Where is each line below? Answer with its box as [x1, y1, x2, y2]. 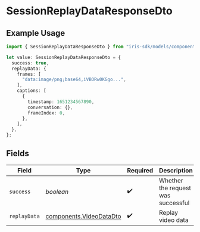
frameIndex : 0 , [27, 110, 65, 116]
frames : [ [17, 71, 42, 77]
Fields [6, 149, 30, 159]
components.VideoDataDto [45, 212, 121, 220]
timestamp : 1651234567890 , [27, 98, 95, 105]
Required [127, 166, 154, 174]
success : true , [11, 60, 49, 66]
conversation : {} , [27, 104, 73, 110]
